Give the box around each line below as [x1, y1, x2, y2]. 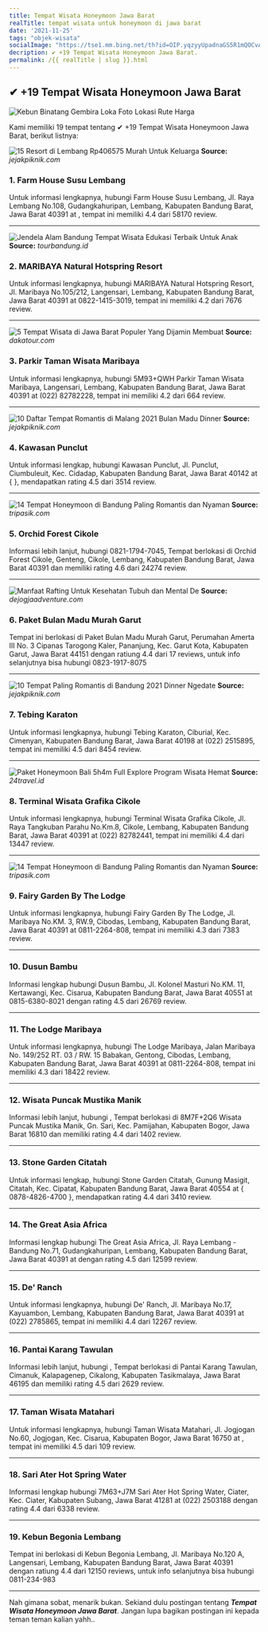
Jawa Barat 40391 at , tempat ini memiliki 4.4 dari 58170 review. [9, 209, 218, 219]
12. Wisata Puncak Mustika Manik [9, 1094, 142, 1105]
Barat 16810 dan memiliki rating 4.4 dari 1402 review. [9, 1129, 181, 1140]
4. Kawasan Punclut [9, 441, 88, 453]
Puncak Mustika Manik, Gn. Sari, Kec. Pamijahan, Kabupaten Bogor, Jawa [9, 1121, 250, 1131]
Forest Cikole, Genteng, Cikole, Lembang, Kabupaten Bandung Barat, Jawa [9, 555, 255, 564]
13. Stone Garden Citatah [9, 1157, 107, 1168]
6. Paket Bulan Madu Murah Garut [9, 614, 142, 626]
